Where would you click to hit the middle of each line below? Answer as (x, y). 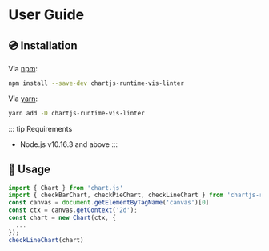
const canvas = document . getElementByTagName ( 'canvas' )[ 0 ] (109, 203)
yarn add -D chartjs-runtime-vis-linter (77, 113)
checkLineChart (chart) (46, 240)
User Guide (46, 15)
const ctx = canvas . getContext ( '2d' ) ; (73, 210)
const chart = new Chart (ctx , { (62, 218)
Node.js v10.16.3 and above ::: (69, 144)
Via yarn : (23, 99)
